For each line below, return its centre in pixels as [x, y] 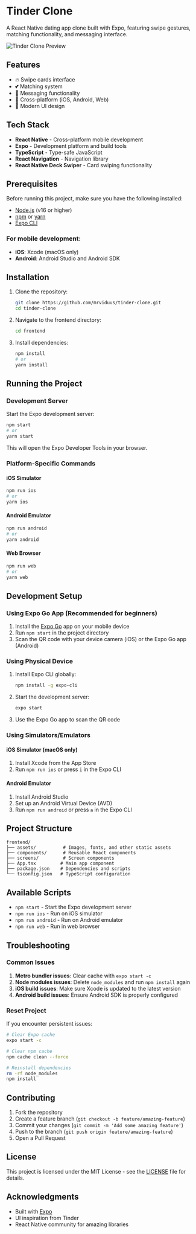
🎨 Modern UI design [40, 106]
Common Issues [31, 962]
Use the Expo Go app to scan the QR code [68, 720]
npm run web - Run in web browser [57, 926]
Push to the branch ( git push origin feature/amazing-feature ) [94, 1132]
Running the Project [44, 384]
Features [23, 65]
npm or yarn [30, 217]
